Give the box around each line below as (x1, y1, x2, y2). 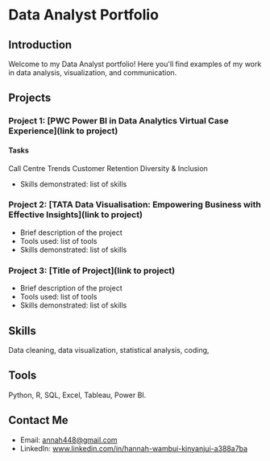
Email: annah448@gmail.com (19, 434, 118, 445)
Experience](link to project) (8, 125, 118, 136)
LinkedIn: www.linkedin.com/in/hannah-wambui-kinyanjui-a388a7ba (19, 443, 248, 453)
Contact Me (8, 413, 69, 427)
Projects (8, 91, 52, 105)
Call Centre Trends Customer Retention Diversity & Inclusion (8, 163, 208, 173)
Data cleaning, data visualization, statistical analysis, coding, (8, 345, 210, 354)
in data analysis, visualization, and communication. (8, 68, 177, 78)
